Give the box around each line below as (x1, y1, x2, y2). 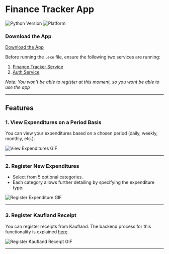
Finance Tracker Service (12, 64, 64, 70)
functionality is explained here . (5, 228, 69, 235)
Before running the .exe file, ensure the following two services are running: (5, 54, 160, 60)
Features (5, 103, 34, 112)
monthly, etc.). (5, 135, 35, 142)
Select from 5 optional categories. (12, 174, 83, 180)
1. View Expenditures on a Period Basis (5, 118, 102, 125)
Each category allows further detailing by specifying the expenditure (12, 179, 155, 185)
